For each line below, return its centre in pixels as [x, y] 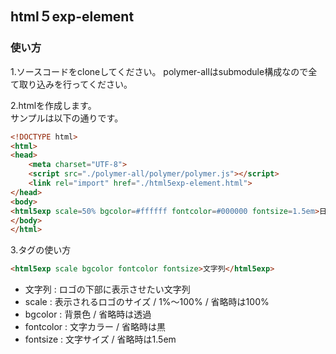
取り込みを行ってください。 [75, 84]
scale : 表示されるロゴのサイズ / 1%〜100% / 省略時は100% [147, 302]
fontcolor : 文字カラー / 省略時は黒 [95, 327]
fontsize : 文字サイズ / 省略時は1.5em [100, 339]
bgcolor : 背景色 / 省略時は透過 [88, 314]
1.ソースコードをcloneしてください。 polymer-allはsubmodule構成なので [159, 71]
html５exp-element [72, 17]
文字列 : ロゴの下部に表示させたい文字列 [107, 289]
